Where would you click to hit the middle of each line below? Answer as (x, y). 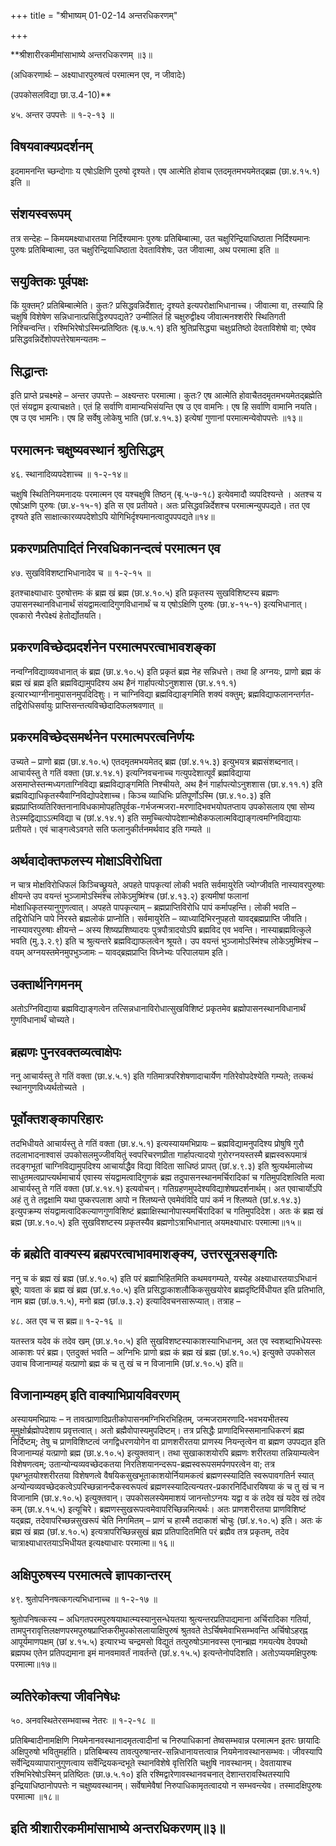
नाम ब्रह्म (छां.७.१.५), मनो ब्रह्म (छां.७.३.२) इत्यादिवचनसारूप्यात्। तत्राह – (126, 1301)
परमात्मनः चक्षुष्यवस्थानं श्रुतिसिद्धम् (86, 450)
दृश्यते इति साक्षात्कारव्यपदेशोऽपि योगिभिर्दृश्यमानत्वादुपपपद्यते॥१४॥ (112, 517)
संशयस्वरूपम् (41, 214)
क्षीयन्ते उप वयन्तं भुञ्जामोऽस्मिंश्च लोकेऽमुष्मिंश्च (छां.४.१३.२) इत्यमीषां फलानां (130, 896)
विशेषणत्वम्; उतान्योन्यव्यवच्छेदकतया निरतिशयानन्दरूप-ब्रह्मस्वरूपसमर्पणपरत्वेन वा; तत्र (142, 1464)
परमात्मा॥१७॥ (33, 1664)
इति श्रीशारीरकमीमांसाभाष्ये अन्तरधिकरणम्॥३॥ (118, 1828)
